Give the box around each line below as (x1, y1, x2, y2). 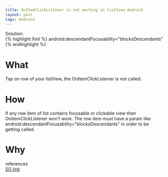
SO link (5, 166, 20, 172)
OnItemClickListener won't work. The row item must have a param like (5, 116, 151, 122)
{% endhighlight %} (5, 41, 46, 48)
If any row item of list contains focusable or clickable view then (5, 110, 136, 116)
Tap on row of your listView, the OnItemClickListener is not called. (5, 76, 142, 82)
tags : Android (5, 17, 35, 22)
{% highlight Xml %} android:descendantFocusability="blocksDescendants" (5, 36, 163, 42)
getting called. (5, 126, 35, 132)
